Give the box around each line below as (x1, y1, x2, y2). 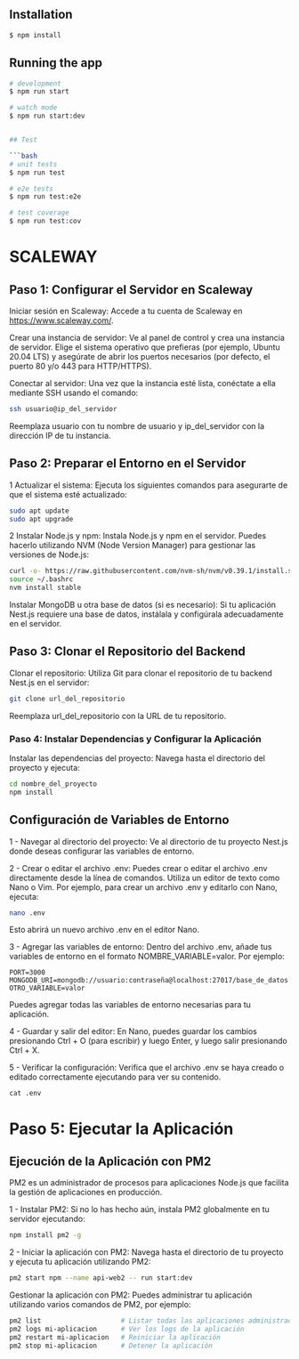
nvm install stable (9, 583, 82, 593)
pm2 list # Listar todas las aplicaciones (9, 1316, 245, 1325)
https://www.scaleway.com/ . (9, 315, 114, 326)
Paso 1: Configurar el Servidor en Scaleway (9, 282, 254, 297)
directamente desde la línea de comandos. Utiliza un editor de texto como (9, 872, 280, 883)
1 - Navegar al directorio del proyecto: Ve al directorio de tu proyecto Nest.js (9, 836, 288, 846)
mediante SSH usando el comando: (9, 387, 139, 398)
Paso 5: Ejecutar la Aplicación (9, 1119, 234, 1138)
